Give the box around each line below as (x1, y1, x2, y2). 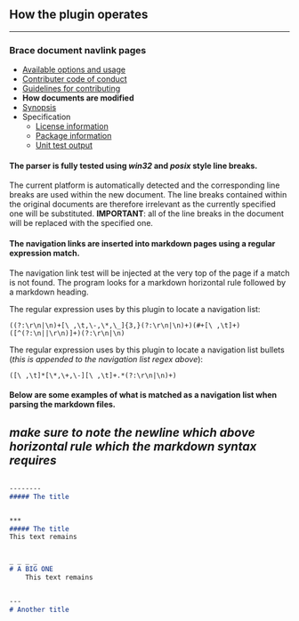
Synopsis (21, 102, 57, 113)
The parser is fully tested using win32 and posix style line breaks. (9, 160, 258, 171)
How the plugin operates (9, 7, 149, 22)
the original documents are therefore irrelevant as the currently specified (9, 199, 276, 210)
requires (9, 453, 57, 468)
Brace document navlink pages (9, 44, 147, 56)
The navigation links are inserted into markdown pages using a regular (9, 238, 276, 248)
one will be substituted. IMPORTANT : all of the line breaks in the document (9, 208, 285, 219)
